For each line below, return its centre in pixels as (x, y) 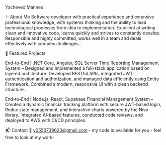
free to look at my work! (30, 137)
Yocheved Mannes (24, 7)
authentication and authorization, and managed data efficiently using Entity (82, 79)
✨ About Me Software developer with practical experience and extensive (80, 17)
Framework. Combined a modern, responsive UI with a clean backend (77, 84)
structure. (15, 89)
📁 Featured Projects (25, 53)
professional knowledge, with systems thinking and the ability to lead (76, 22)
